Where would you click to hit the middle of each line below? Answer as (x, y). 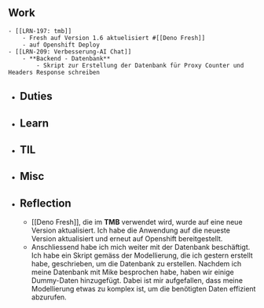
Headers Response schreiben (54, 72)
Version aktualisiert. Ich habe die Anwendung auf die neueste (130, 230)
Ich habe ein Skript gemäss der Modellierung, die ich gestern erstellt (142, 255)
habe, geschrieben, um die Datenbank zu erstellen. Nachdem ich (136, 264)
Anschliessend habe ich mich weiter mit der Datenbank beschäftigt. (141, 247)
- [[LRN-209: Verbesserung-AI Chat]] (70, 51)
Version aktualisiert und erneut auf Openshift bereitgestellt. (127, 239)
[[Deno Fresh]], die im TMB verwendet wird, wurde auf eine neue (137, 222)
